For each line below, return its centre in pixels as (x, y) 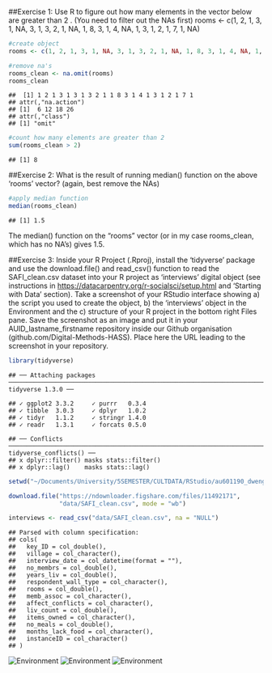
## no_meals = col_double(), (61, 625)
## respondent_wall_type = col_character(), (88, 582)
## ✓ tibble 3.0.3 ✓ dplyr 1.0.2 (78, 411)
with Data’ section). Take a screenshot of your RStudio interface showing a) (134, 294)
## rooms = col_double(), (56, 590)
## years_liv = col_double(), (63, 575)
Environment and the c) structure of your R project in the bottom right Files (133, 311)
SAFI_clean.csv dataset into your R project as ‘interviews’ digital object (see (134, 277)
